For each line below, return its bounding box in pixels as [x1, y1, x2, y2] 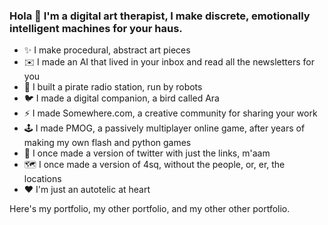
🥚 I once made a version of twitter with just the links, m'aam [23, 147, 271, 159]
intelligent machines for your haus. [9, 21, 183, 35]
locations [23, 173, 62, 185]
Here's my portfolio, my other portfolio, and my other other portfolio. [9, 203, 291, 215]
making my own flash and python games [23, 137, 192, 149]
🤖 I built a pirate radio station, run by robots [23, 81, 203, 93]
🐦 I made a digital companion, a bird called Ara [23, 92, 220, 104]
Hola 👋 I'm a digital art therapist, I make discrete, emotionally [9, 9, 311, 23]
